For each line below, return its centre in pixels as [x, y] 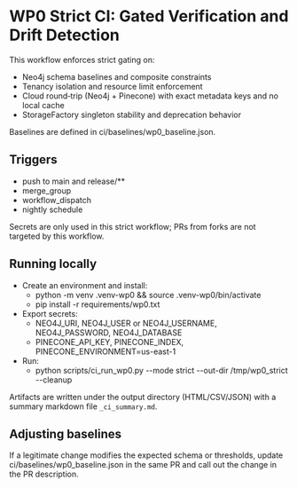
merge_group [47, 190]
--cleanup [54, 380]
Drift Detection [64, 35]
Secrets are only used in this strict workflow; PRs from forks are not [133, 226]
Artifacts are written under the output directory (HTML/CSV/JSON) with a [143, 397]
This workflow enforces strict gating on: [82, 59]
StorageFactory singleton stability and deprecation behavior [132, 114]
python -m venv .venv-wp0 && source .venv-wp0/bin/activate [148, 295]
